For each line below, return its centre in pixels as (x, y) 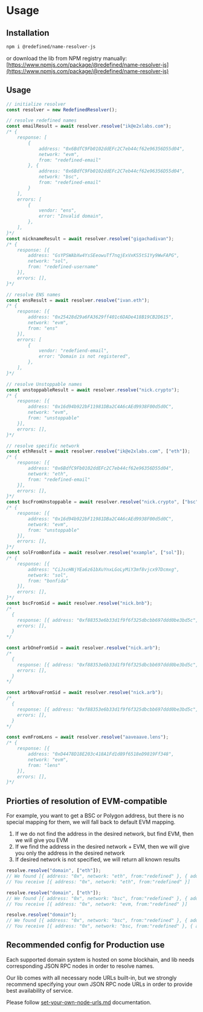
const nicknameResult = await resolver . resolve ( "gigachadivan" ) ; (90, 239)
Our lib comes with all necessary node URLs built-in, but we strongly (92, 978)
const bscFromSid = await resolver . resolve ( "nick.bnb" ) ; (79, 603)
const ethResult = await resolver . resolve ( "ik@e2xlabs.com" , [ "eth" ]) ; (98, 451)
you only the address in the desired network (70, 853)
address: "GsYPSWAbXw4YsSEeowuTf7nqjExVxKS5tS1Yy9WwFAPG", (104, 256)
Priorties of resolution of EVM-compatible (87, 801)
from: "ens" (43, 328)
